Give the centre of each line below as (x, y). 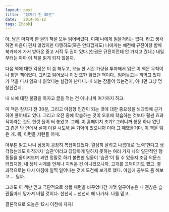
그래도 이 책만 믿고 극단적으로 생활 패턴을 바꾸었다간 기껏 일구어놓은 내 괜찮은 (81, 187)
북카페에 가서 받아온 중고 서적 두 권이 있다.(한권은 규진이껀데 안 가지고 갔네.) (80, 51)
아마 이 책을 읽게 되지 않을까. (47, 58)
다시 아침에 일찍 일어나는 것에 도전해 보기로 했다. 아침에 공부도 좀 (91, 170)
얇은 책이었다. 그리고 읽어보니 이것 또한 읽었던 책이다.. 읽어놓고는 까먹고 (81, 75)
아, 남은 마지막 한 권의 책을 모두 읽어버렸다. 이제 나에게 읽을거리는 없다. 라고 (80, 39)
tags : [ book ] (19, 24)
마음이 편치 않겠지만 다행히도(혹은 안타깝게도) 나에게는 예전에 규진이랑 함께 (88, 45)
